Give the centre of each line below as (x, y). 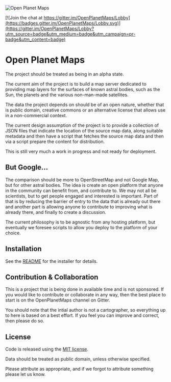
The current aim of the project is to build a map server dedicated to (76, 84)
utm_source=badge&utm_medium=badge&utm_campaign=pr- (70, 34)
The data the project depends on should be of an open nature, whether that (85, 104)
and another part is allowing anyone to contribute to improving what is (79, 207)
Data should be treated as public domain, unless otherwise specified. (78, 359)
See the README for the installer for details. (52, 261)
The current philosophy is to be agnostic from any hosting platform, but (80, 222)
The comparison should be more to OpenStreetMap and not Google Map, (82, 180)
